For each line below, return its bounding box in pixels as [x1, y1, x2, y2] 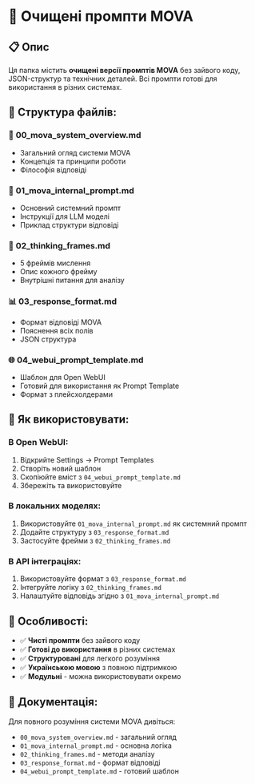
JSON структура [19, 334, 77, 344]
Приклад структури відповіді [19, 220, 119, 229]
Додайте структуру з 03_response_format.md [19, 527, 169, 536]
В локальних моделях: [8, 500, 102, 511]
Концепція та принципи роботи [19, 156, 126, 166]
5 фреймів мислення [19, 258, 91, 268]
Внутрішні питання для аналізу [19, 276, 126, 285]
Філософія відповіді [19, 164, 87, 175]
